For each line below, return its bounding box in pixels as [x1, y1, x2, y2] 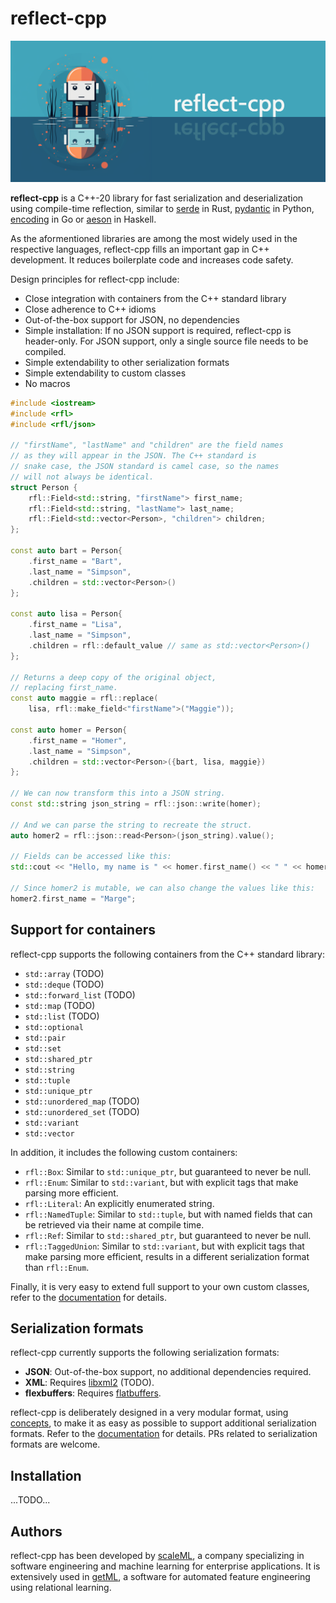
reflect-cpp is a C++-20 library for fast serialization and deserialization [10, 192, 304, 204]
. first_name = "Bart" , [28, 556, 123, 566]
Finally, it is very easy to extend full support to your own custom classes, [10, 1280, 310, 1292]
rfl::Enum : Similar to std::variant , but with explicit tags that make [24, 1176, 299, 1188]
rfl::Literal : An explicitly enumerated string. [24, 1197, 215, 1209]
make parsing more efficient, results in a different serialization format [24, 1250, 310, 1262]
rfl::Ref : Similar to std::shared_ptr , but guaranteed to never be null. [24, 1229, 312, 1241]
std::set [24, 1043, 62, 1054]
